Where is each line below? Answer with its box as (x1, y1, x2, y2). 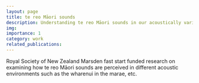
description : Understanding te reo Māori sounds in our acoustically (6, 19, 182, 25)
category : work (6, 36, 44, 42)
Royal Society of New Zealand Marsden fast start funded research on (6, 57, 176, 65)
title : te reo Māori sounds (6, 14, 76, 20)
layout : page (6, 8, 38, 15)
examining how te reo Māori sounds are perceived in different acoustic (6, 64, 179, 71)
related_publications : (6, 42, 62, 48)
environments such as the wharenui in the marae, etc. (6, 70, 137, 77)
